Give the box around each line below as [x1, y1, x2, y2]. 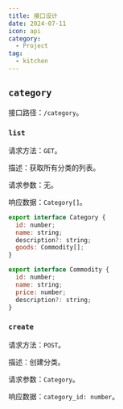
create [8, 322, 35, 332]
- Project [15, 42, 48, 50]
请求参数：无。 [8, 180, 58, 190]
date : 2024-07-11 [8, 19, 67, 28]
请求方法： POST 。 [8, 339, 66, 349]
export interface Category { [8, 213, 106, 221]
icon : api [8, 27, 42, 35]
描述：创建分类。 [8, 357, 65, 367]
